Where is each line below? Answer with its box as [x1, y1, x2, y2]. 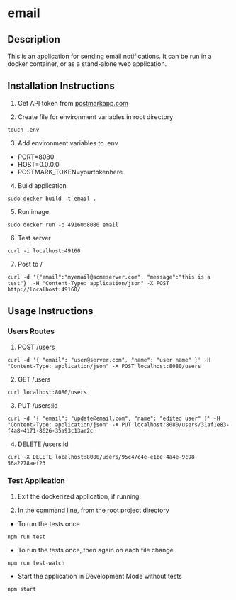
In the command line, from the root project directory [17, 506, 170, 514]
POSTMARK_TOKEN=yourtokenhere [17, 167, 123, 176]
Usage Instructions [7, 305, 94, 317]
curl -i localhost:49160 [7, 247, 81, 255]
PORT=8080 [17, 152, 55, 161]
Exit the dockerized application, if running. [17, 491, 142, 501]
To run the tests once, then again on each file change [17, 545, 174, 554]
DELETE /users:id [17, 440, 69, 448]
